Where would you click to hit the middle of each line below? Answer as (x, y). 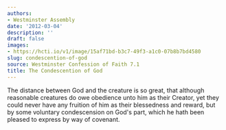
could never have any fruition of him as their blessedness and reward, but (111, 105)
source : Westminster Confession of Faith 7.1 (73, 64)
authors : (20, 13)
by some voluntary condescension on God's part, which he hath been (106, 112)
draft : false (26, 39)
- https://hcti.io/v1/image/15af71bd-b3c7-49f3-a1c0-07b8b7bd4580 (104, 52)
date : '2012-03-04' (35, 26)
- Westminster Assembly (41, 20)
